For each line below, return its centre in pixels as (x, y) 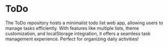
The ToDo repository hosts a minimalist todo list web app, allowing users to (84, 23)
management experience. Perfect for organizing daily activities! (72, 39)
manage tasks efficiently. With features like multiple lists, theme (72, 28)
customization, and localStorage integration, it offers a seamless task (78, 33)
